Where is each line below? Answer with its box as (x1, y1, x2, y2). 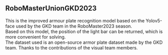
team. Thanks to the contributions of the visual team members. (5, 44, 138, 50)
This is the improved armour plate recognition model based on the (5, 17, 145, 23)
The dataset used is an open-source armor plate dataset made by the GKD (5, 39, 163, 45)
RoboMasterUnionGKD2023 (5, 4, 97, 13)
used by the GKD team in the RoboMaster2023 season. (15, 23, 132, 29)
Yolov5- (145, 17, 162, 23)
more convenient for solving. (5, 34, 66, 40)
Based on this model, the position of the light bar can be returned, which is (5, 28, 163, 35)
